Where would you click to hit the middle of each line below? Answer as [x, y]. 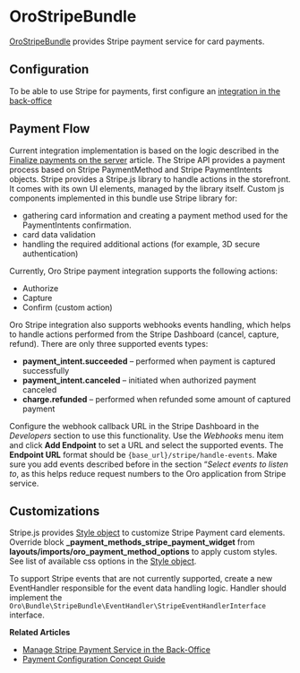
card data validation [59, 234]
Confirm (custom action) [68, 307]
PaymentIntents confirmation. [77, 225]
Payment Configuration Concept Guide [94, 660]
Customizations [55, 511]
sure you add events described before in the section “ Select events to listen [149, 464]
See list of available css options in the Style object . [103, 561]
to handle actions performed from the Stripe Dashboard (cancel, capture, [144, 334]
